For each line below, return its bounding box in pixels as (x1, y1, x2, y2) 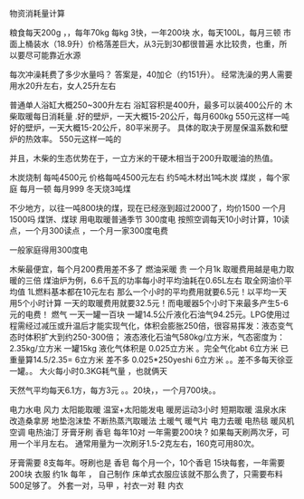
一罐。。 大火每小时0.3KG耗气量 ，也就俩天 (9, 366, 168, 376)
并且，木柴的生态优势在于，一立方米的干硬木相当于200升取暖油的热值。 (9, 153, 279, 163)
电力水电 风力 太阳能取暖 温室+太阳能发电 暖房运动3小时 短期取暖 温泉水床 (9, 404, 287, 415)
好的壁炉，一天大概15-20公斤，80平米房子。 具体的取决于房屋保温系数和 (9, 122, 280, 133)
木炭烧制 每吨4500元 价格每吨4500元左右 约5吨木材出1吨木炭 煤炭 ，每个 (9, 172, 282, 183)
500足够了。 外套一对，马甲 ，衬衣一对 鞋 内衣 (9, 480, 184, 491)
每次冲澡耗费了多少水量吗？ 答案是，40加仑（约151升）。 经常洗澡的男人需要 (9, 69, 293, 80)
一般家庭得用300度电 (9, 245, 89, 255)
